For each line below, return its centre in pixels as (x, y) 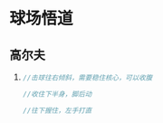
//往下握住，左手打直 (57, 110)
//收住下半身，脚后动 (57, 94)
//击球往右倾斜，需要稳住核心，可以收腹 (87, 78)
